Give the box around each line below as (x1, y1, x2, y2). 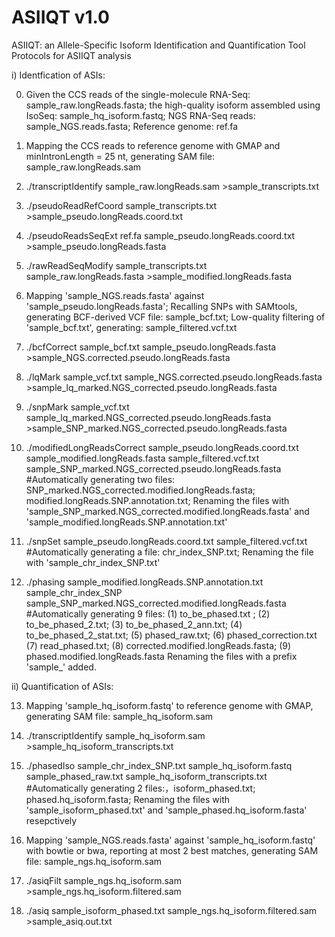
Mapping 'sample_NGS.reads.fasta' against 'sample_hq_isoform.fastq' (25, 834, 316, 846)
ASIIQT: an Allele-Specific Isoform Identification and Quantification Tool (11, 39, 306, 51)
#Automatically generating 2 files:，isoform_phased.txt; (25, 782, 256, 794)
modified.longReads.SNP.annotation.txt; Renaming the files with (25, 494, 290, 506)
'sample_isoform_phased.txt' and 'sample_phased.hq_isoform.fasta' (25, 804, 308, 816)
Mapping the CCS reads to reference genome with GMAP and (25, 139, 281, 151)
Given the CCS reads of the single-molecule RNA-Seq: (25, 88, 251, 100)
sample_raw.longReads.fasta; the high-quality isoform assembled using (25, 99, 321, 111)
